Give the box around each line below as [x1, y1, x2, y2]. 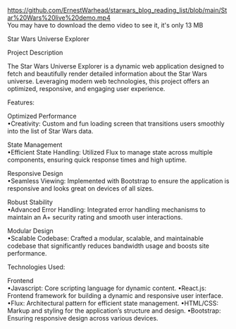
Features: [7, 98, 35, 107]
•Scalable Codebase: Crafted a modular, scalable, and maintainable [7, 234, 204, 242]
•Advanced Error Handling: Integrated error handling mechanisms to [7, 205, 206, 214]
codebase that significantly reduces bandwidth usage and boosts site [7, 241, 210, 250]
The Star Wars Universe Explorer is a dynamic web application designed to [7, 62, 224, 70]
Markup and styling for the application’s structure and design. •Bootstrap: [7, 306, 221, 315]
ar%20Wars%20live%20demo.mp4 [7, 13, 111, 22]
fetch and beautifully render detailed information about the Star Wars [7, 70, 208, 78]
